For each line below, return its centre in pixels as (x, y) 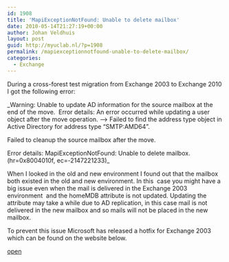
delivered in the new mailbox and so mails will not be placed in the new (108, 210)
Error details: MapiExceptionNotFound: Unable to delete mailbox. (99, 153)
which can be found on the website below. (67, 238)
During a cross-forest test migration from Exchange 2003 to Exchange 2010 (115, 84)
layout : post (26, 39)
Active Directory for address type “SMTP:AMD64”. (78, 126)
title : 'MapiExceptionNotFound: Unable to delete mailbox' (94, 20)
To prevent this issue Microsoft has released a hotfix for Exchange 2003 (109, 230)
